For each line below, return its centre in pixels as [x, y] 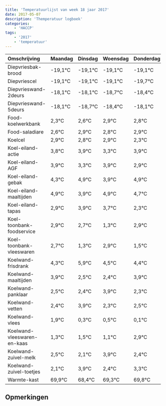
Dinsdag [88, 58]
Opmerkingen [27, 397]
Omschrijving [24, 58]
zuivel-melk [22, 358]
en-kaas [18, 343]
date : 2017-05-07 [23, 14]
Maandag [62, 58]
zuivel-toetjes [24, 371]
